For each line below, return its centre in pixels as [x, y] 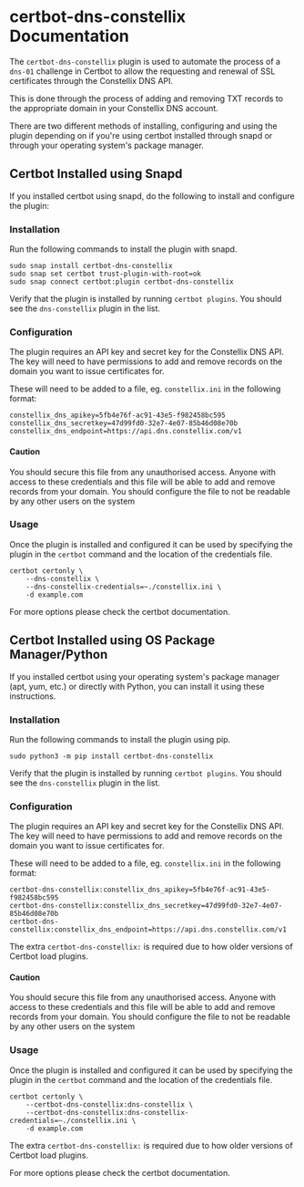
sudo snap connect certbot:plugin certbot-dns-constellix [122, 282]
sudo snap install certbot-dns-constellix [91, 266]
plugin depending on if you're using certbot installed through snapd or [141, 135]
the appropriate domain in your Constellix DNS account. [114, 108]
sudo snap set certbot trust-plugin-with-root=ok [106, 274]
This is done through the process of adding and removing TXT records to [147, 99]
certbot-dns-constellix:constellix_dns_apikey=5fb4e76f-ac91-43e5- [140, 890]
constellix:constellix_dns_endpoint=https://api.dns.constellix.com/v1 [148, 930]
